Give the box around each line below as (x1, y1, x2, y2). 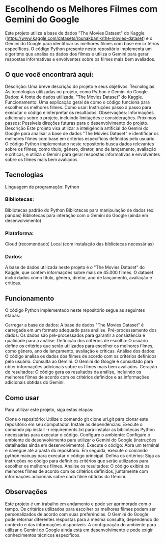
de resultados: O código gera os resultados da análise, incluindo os (5, 369, 141, 375)
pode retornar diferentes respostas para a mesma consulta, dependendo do (5, 516, 159, 522)
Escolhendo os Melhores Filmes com (5, 3, 158, 15)
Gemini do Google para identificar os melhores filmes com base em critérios (5, 40, 160, 46)
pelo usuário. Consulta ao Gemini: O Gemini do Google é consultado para (5, 358, 153, 364)
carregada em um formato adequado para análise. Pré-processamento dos (5, 327, 157, 333)
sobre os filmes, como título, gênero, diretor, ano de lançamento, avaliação (5, 146, 157, 152)
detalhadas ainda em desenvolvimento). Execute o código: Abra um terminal (5, 442, 160, 448)
